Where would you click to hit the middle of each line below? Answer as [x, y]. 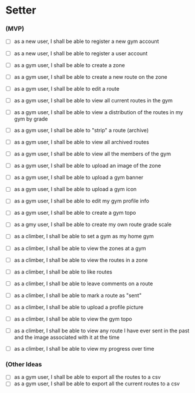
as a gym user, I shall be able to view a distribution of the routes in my [98, 112]
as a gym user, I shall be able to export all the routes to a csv [87, 377]
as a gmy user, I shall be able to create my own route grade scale [93, 225]
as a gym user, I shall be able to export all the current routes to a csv [97, 384]
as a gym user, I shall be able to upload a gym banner [79, 178]
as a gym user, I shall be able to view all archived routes [81, 142]
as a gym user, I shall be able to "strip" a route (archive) [81, 130]
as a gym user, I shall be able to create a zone [69, 65]
